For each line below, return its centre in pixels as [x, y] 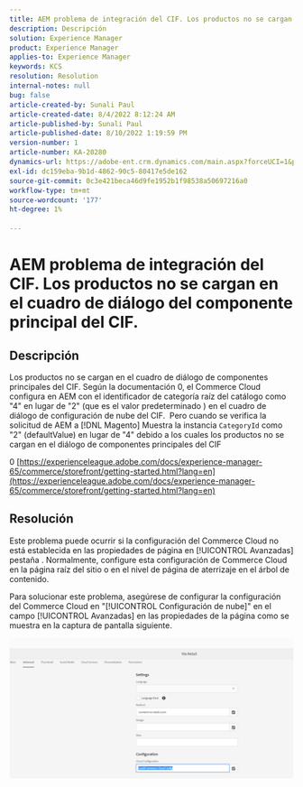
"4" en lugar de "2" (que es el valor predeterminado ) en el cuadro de [138, 406]
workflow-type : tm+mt [50, 190]
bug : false [30, 95]
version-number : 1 [44, 143]
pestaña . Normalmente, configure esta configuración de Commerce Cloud [148, 560]
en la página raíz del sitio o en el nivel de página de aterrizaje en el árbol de [150, 569]
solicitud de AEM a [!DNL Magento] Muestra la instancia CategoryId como [146, 425]
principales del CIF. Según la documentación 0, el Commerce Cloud [135, 387]
